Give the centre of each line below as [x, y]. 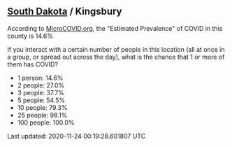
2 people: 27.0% [41, 85]
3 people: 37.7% [41, 92]
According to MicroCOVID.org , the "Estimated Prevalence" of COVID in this [115, 28]
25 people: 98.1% [42, 115]
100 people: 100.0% [46, 122]
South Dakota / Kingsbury [65, 12]
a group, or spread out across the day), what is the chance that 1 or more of [116, 57]
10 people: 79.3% [42, 107]
